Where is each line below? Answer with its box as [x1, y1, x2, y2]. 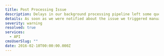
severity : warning [5, 20, 42, 26]
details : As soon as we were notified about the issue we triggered [5, 16, 147, 21]
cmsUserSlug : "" [5, 39, 38, 44]
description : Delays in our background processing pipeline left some [5, 12, 152, 17]
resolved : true [5, 25, 36, 30]
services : [5, 30, 25, 35]
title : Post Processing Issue [5, 7, 67, 12]
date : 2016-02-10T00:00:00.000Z [5, 43, 71, 48]
